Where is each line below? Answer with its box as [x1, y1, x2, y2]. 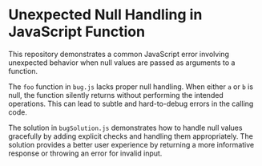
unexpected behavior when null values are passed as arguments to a [8, 58, 236, 67]
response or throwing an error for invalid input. [8, 148, 163, 158]
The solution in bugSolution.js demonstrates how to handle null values [8, 123, 243, 132]
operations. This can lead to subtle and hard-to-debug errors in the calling [8, 99, 254, 108]
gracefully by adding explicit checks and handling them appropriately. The [8, 131, 254, 141]
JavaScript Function [8, 22, 146, 41]
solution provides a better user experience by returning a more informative [8, 140, 255, 149]
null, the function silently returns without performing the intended [8, 90, 224, 99]
